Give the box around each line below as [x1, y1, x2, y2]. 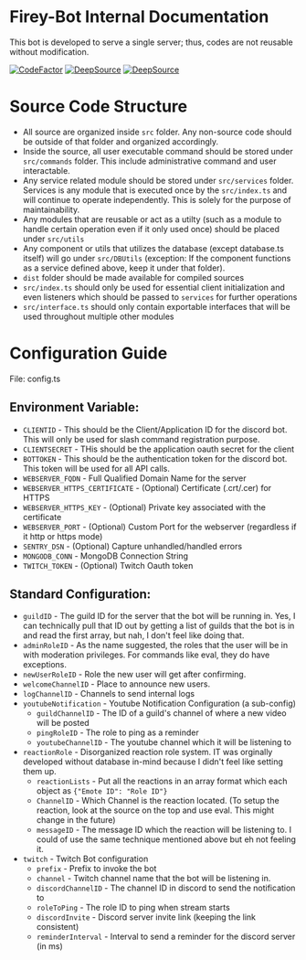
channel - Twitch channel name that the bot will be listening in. [36, 873, 271, 884]
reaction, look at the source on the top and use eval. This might [36, 805, 275, 816]
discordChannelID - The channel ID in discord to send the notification [36, 882, 296, 893]
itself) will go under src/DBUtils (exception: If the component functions [22, 252, 291, 263]
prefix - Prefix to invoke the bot [36, 863, 157, 874]
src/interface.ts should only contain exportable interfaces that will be [22, 301, 290, 312]
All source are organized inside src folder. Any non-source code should [22, 126, 292, 137]
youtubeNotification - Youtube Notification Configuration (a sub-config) [22, 698, 297, 709]
